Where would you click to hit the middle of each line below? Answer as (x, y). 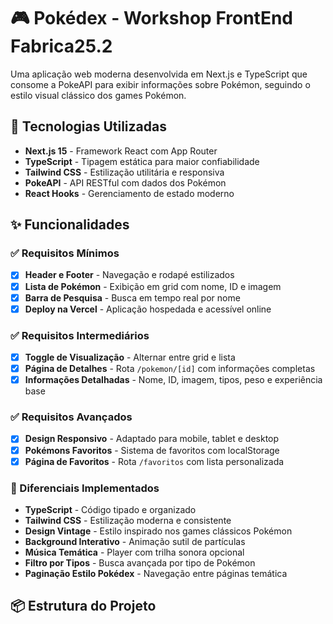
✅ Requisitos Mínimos (65, 253)
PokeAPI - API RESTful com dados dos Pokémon (125, 182)
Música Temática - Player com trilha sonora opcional (134, 552)
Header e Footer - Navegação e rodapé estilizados (129, 275)
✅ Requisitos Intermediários (80, 335)
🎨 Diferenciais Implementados (85, 488)
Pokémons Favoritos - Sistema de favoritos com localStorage (152, 450)
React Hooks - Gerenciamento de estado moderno (129, 193)
